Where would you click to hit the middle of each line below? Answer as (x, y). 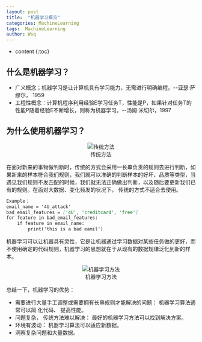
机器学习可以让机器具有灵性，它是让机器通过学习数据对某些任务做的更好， (98, 241)
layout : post (23, 12)
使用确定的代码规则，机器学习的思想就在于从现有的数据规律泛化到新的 (98, 249)
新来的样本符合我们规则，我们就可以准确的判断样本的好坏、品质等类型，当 (103, 174)
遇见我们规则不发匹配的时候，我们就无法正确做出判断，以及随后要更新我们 (98, 182)
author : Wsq (21, 34)
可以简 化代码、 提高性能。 (54, 310)
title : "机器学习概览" (33, 17)
